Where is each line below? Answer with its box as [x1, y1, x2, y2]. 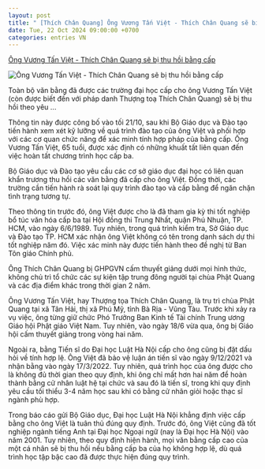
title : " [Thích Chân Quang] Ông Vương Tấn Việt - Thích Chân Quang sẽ [8, 19, 248, 27]
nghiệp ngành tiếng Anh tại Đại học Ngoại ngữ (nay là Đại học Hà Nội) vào [8, 427, 249, 437]
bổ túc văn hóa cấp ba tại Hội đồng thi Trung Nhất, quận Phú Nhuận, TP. [8, 215, 244, 225]
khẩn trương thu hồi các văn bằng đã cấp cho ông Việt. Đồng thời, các [8, 175, 237, 184]
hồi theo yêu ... [8, 102, 57, 112]
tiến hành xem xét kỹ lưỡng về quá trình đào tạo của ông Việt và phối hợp [8, 126, 246, 136]
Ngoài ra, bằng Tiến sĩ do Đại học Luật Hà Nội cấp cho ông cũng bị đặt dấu [8, 344, 252, 355]
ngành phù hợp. [8, 395, 60, 404]
